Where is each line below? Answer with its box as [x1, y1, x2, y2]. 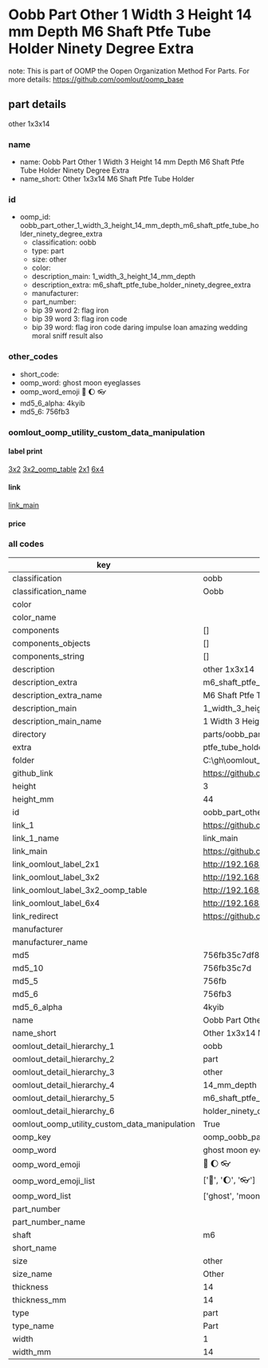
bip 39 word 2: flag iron [31, 305, 109, 315]
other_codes [8, 351, 58, 362]
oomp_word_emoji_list [12, 1175, 96, 1187]
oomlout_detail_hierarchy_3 [12, 1066, 115, 1077]
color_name [12, 612, 57, 623]
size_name [12, 1268, 53, 1279]
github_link [12, 768, 53, 779]
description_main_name [12, 716, 102, 727]
